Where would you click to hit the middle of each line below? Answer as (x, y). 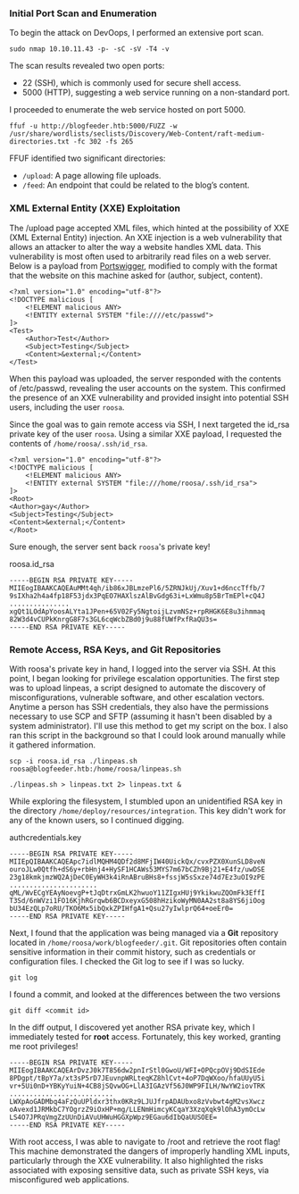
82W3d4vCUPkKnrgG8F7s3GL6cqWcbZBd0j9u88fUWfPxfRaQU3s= (113, 619)
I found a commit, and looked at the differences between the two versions (145, 994)
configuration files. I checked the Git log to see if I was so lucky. (127, 961)
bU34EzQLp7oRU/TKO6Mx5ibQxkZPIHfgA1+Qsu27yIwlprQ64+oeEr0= (121, 908)
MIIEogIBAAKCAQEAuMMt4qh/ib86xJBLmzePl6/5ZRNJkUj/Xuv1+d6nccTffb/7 (137, 588)
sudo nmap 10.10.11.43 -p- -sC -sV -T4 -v (89, 49)
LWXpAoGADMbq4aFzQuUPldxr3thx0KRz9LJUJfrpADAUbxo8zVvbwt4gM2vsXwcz (137, 1101)
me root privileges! (44, 1046)
